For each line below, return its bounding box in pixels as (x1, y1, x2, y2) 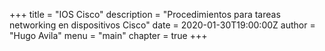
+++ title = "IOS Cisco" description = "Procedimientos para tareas (9, 9, 281, 20)
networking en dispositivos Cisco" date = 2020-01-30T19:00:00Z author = (9, 19, 316, 31)
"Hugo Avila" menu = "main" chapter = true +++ (9, 30, 208, 41)
